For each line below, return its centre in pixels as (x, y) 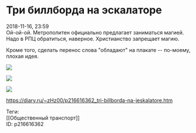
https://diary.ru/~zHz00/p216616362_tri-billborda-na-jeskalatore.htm (89, 100)
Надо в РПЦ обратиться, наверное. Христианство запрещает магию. (93, 38)
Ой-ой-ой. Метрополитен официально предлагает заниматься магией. (95, 32)
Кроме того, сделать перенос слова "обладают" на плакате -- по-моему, (98, 50)
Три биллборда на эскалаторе (84, 10)
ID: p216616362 (25, 124)
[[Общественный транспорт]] (43, 118)
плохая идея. (23, 56)
